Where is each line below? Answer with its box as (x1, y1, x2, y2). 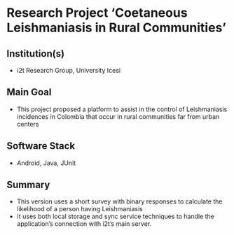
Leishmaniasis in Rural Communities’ (6, 20, 227, 36)
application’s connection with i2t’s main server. (16, 220, 152, 228)
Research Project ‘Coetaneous (6, 5, 188, 21)
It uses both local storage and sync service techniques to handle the (16, 212, 215, 221)
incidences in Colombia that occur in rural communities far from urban (16, 112, 220, 120)
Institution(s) (6, 48, 64, 59)
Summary (6, 179, 50, 191)
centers (16, 120, 39, 128)
